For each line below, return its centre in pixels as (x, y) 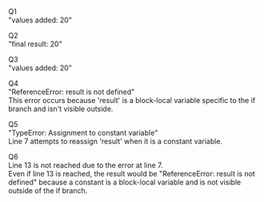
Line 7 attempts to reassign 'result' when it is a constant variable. (115, 141)
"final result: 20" (35, 44)
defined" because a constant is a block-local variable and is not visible (125, 182)
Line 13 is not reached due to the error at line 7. (86, 165)
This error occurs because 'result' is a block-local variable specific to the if (132, 100)
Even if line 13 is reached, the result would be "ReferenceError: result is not (132, 174)
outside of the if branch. (48, 190)
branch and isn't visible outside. (61, 109)
